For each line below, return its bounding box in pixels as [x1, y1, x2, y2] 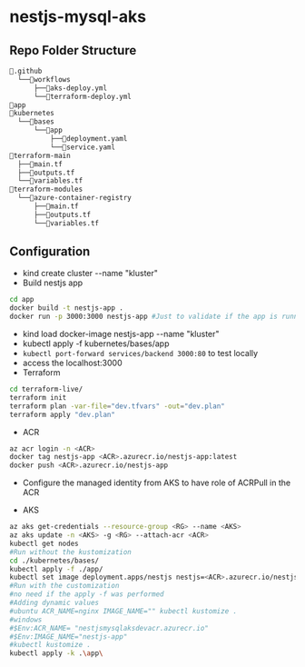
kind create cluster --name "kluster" [22, 268, 159, 279]
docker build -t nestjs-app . [9, 304, 124, 313]
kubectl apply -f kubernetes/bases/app [22, 338, 170, 349]
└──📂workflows [17, 75, 71, 84]
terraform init [9, 393, 67, 402]
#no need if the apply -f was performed [9, 590, 165, 599]
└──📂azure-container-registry [17, 194, 132, 203]
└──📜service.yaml [49, 143, 116, 152]
